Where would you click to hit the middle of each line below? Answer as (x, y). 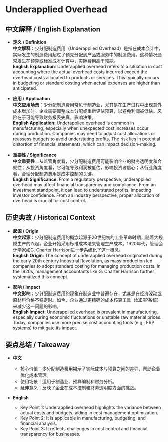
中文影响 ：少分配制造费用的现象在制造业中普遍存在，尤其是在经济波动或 (87, 293)
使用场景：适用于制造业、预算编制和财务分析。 (68, 381)
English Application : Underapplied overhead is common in (73, 123)
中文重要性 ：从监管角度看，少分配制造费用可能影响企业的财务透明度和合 (87, 161)
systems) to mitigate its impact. (45, 328)
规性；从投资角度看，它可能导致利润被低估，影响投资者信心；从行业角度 (87, 167)
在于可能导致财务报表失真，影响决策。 (56, 117)
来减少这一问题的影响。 (37, 306)
